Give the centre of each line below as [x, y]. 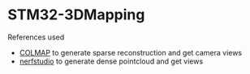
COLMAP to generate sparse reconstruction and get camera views [131, 52]
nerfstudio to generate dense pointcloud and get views [111, 61]
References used [36, 37]
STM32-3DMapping [76, 15]
